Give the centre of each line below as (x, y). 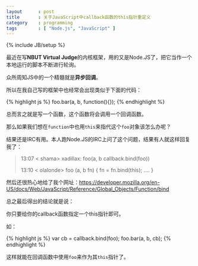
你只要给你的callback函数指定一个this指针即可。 (65, 214)
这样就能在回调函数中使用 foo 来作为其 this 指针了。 (68, 257)
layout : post (30, 12)
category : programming (40, 23)
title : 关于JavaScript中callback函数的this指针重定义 (78, 17)
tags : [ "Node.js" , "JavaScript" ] (61, 28)
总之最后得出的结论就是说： (40, 201)
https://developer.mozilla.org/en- (120, 182)
